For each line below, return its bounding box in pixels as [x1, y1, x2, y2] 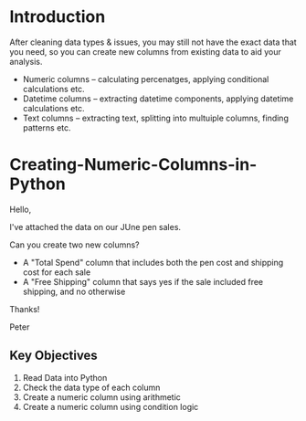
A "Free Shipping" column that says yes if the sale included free [22, 276, 263, 287]
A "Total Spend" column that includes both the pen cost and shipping [22, 257, 284, 268]
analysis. [9, 56, 43, 67]
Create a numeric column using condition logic [22, 401, 199, 412]
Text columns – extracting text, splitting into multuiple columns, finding [22, 112, 290, 123]
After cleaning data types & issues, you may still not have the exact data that [9, 37, 297, 47]
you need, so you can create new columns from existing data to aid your [9, 46, 281, 57]
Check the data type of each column [22, 382, 161, 393]
